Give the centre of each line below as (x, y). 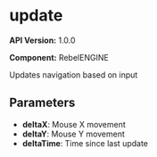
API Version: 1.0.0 (42, 40)
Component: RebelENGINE (59, 57)
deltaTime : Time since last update (85, 143)
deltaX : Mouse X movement (74, 124)
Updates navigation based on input (74, 74)
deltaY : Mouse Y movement (73, 134)
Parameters (42, 103)
